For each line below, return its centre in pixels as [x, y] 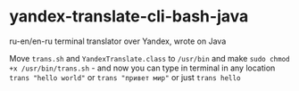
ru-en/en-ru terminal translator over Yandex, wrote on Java [118, 41]
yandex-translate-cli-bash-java [129, 17]
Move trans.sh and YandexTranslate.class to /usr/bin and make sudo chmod [149, 58]
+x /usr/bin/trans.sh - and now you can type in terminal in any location [142, 68]
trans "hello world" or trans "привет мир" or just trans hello [125, 77]
